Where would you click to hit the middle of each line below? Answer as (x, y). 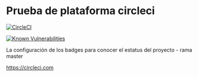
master (15, 56)
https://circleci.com (30, 67)
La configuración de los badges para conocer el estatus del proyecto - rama (99, 50)
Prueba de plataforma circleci (81, 11)
